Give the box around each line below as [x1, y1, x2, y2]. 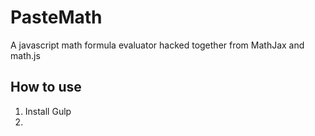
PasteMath [10, 6, 103, 29]
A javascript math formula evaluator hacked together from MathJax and [10, 39, 305, 51]
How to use [10, 79, 82, 96]
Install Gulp [24, 105, 72, 117]
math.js [10, 49, 41, 61]
